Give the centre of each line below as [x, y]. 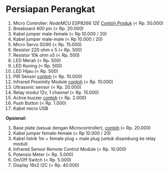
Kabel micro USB [30, 108]
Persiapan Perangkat [50, 9]
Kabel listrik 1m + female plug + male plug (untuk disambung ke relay [85, 138]
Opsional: [16, 118]
